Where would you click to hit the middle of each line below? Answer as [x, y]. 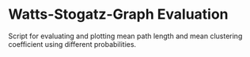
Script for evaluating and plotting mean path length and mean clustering [125, 36]
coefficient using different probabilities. [72, 44]
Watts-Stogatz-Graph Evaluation [118, 14]
